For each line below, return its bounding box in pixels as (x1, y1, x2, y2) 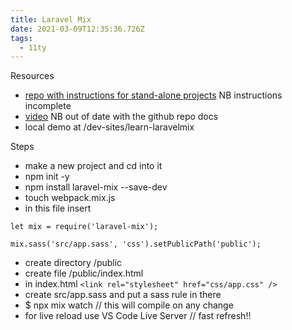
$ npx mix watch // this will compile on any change (24, 299, 234, 311)
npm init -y (24, 171, 70, 183)
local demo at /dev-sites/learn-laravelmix (24, 121, 195, 133)
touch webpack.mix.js (24, 192, 116, 204)
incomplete (24, 100, 72, 112)
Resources (10, 70, 55, 82)
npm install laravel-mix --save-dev (24, 181, 168, 193)
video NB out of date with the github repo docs (24, 111, 219, 123)
